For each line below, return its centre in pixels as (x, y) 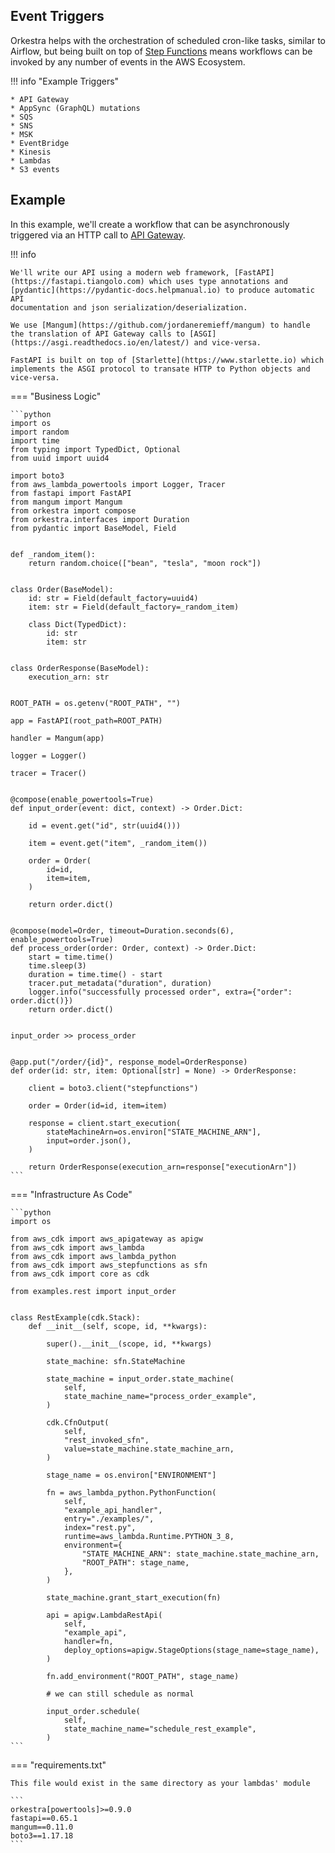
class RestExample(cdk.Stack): (75, 1317)
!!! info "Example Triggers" (65, 81)
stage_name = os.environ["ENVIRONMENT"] (131, 1475)
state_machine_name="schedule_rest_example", (160, 1729)
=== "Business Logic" (56, 396)
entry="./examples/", (109, 1519)
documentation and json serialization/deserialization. (129, 307)
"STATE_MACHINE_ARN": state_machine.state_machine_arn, (200, 1554)
